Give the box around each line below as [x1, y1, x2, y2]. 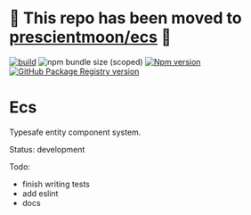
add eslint [21, 187, 59, 199]
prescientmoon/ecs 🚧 [9, 27, 172, 47]
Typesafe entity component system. [9, 127, 142, 137]
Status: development [9, 144, 85, 154]
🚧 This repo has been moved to [9, 8, 242, 29]
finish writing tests [21, 178, 91, 189]
